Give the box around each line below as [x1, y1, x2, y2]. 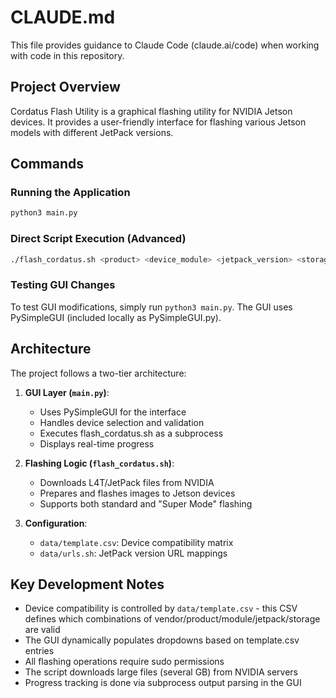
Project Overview [10, 79, 121, 96]
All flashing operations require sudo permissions [24, 656, 225, 668]
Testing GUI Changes [10, 278, 116, 292]
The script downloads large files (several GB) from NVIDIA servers [24, 666, 298, 678]
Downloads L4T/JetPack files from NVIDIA [39, 476, 215, 488]
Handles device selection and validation [39, 416, 205, 428]
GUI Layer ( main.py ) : [24, 386, 110, 398]
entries [24, 645, 55, 657]
